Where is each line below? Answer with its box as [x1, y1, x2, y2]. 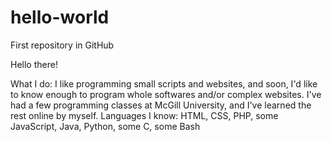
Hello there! [10, 58, 58, 70]
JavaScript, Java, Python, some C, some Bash [10, 120, 201, 132]
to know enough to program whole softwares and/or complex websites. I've [10, 88, 322, 100]
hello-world [10, 6, 110, 29]
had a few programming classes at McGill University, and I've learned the [10, 99, 312, 111]
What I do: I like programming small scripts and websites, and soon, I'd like [10, 77, 318, 90]
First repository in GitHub [10, 39, 115, 51]
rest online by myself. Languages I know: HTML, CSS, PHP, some [10, 109, 279, 121]
